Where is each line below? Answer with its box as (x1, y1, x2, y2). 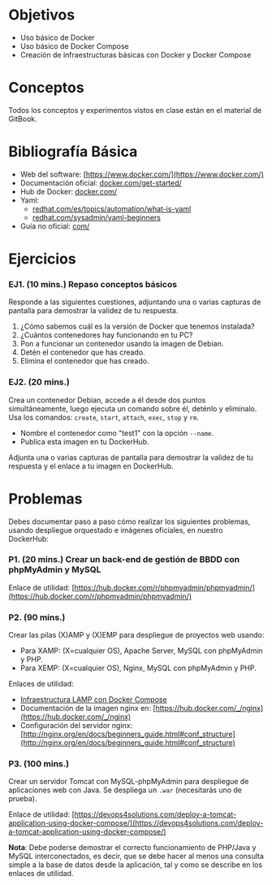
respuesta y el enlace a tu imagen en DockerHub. (8, 461, 174, 471)
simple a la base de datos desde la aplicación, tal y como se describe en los (8, 860, 262, 870)
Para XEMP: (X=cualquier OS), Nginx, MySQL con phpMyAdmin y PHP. (19, 663, 257, 673)
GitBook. (8, 114, 38, 124)
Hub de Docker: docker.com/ (19, 186, 118, 196)
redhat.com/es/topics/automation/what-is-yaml (32, 203, 192, 213)
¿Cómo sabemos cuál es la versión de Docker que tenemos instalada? (19, 321, 255, 331)
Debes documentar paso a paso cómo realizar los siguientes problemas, (8, 517, 251, 526)
